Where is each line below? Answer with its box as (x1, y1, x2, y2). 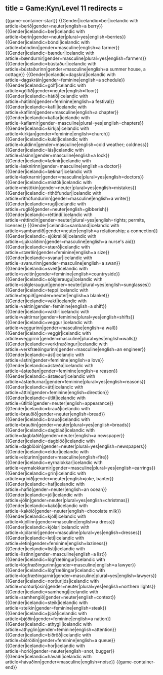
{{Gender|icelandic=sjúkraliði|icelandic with (5, 233, 97, 239)
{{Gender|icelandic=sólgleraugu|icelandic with (5, 276, 103, 282)
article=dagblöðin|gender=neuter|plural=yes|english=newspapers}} (5, 443, 147, 449)
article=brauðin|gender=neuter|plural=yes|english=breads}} (5, 421, 131, 428)
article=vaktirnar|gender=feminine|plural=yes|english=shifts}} (5, 314, 135, 320)
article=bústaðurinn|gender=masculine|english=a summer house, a (5, 66, 146, 72)
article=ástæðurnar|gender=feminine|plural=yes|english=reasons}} (5, 378, 146, 384)
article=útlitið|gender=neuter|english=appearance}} (5, 400, 114, 406)
